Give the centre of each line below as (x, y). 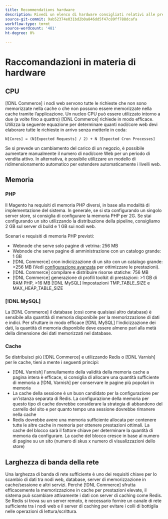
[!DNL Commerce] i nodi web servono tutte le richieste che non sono (76, 103)
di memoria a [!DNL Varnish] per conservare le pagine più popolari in (83, 382)
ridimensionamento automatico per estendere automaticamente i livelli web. (83, 164)
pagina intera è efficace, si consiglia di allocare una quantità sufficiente (85, 377)
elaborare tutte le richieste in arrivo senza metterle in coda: (66, 130)
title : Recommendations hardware (40, 10)
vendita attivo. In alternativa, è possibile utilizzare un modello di (70, 159)
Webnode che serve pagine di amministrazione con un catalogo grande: (87, 251)
